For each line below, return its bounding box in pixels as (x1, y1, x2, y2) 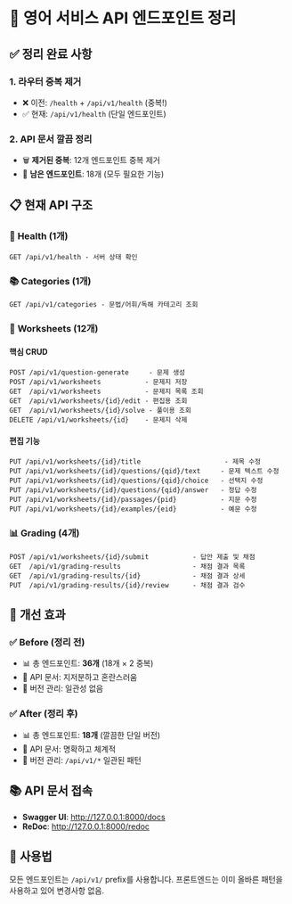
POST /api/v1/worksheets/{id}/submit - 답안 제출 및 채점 (9, 552, 255, 562)
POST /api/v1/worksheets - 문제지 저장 (9, 378, 188, 387)
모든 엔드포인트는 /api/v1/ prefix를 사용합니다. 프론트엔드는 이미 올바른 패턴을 (9, 875, 283, 885)
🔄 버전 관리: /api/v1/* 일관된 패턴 (21, 754, 142, 765)
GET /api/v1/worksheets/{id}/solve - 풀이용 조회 (9, 407, 191, 415)
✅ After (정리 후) (9, 708, 78, 720)
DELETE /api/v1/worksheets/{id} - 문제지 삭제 (9, 415, 188, 424)
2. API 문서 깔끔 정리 (9, 133, 93, 145)
